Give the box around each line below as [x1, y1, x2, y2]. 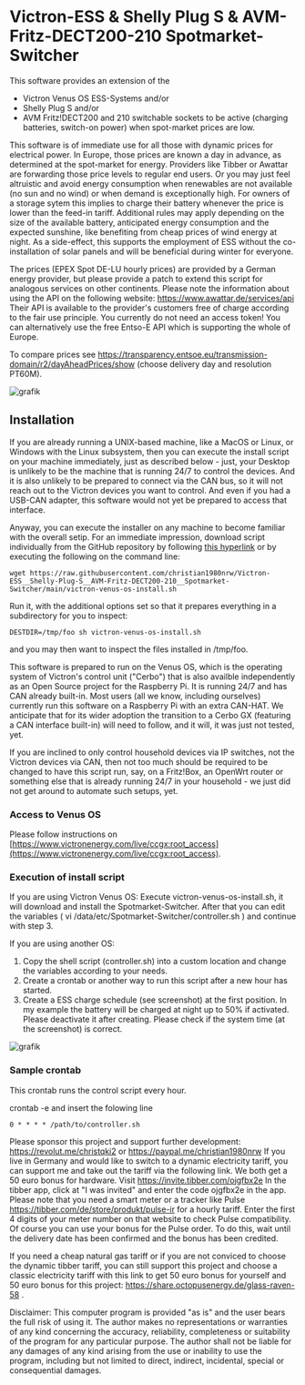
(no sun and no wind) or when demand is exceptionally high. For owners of [9, 188, 290, 199]
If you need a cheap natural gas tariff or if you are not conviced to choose [9, 1250, 287, 1261]
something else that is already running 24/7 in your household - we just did [9, 776, 291, 787]
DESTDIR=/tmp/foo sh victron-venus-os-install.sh [9, 627, 202, 636]
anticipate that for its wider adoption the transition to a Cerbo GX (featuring [9, 709, 291, 720]
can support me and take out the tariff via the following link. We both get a [9, 1165, 289, 1176]
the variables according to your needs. [22, 965, 168, 976]
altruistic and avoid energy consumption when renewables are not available [9, 178, 293, 188]
